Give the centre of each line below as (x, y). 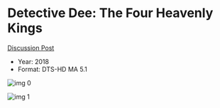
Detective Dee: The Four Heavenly (110, 13)
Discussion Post (31, 48)
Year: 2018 (33, 61)
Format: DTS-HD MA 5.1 (52, 69)
